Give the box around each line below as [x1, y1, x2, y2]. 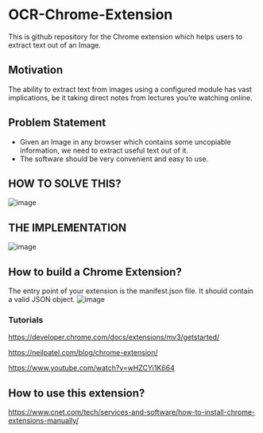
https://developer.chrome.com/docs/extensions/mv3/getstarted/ [8, 332, 220, 342]
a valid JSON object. [8, 295, 75, 303]
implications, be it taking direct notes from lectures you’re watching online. [8, 93, 253, 102]
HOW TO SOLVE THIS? [8, 176, 122, 190]
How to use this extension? [8, 386, 145, 400]
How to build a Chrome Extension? [8, 265, 183, 279]
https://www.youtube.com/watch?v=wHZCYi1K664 [8, 363, 175, 373]
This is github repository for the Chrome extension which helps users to [8, 32, 243, 41]
